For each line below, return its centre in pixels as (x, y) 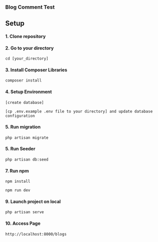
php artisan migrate (27, 138)
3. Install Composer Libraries (36, 70)
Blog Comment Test (30, 7)
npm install (18, 182)
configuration (20, 116)
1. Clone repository (26, 36)
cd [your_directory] (27, 59)
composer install (24, 80)
